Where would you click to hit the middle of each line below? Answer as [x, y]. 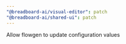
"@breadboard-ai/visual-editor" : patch [57, 12]
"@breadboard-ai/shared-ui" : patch [51, 17]
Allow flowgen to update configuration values [63, 34]
